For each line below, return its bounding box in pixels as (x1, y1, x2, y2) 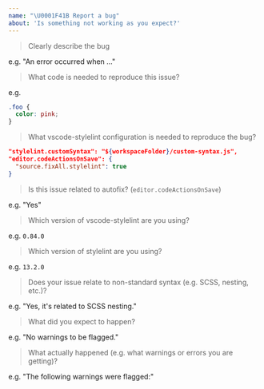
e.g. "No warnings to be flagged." (8, 332, 119, 342)
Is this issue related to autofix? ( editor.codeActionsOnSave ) (27, 185, 222, 194)
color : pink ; (15, 110, 59, 118)
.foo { (8, 103, 30, 111)
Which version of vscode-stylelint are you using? (27, 215, 190, 224)
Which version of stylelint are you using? (27, 246, 162, 256)
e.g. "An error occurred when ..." (8, 57, 116, 66)
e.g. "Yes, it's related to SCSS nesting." (8, 301, 138, 311)
